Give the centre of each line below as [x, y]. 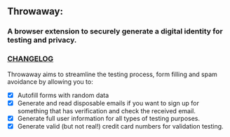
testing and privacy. [42, 40]
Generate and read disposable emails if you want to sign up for [108, 103]
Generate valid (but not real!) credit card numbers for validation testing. [120, 126]
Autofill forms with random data [63, 95]
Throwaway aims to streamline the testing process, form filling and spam [112, 74]
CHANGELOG [31, 59]
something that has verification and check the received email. [107, 110]
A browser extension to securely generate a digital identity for [115, 31]
